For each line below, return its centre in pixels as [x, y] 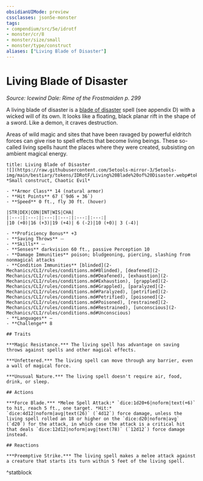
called [14, 147]
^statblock [19, 472]
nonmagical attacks [31, 260]
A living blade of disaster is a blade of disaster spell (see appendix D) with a [101, 110]
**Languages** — [32, 318]
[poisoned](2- [148, 297]
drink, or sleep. [28, 382]
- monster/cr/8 [25, 34]
